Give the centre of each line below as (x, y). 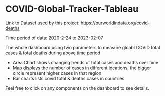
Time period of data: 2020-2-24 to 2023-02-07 (54, 38)
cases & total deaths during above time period (53, 53)
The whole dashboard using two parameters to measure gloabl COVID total (83, 47)
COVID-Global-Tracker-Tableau (72, 9)
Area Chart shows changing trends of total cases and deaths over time (86, 62)
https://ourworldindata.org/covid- (115, 23)
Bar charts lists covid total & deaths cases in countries (68, 78)
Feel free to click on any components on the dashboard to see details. (77, 88)
